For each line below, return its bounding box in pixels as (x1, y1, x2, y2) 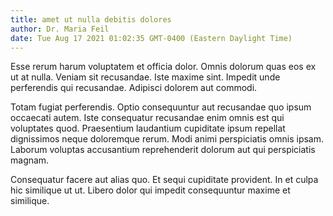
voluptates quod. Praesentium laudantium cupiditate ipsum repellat (10, 122, 286, 135)
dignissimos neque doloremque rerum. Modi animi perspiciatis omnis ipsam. (10, 133, 325, 145)
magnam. (10, 154, 50, 166)
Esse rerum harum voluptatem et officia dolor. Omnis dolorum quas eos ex (10, 61, 317, 73)
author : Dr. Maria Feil (10, 24, 110, 34)
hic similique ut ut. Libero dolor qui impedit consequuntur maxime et (10, 184, 291, 196)
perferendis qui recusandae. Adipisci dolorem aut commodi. (10, 82, 258, 94)
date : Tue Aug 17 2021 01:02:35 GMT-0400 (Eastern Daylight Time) (10, 33, 293, 43)
